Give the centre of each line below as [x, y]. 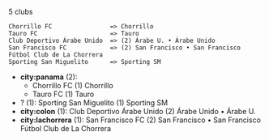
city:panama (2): [49, 77]
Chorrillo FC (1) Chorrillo [73, 85]
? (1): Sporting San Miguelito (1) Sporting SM [94, 103]
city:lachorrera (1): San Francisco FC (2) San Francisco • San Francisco [141, 120]
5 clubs [21, 12]
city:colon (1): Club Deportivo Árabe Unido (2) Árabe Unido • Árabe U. [138, 111]
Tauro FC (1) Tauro [63, 94]
